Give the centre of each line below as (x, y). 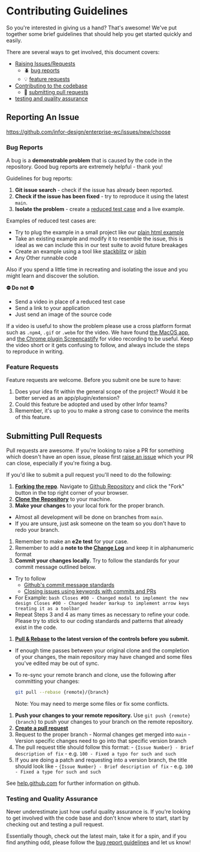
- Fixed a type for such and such (58, 772)
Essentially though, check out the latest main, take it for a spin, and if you (96, 836)
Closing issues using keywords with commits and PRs (90, 591)
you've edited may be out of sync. (57, 663)
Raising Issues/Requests (45, 64)
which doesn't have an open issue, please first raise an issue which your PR (100, 457)
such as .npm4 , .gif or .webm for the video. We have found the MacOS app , (98, 332)
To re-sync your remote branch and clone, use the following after (95, 675)
